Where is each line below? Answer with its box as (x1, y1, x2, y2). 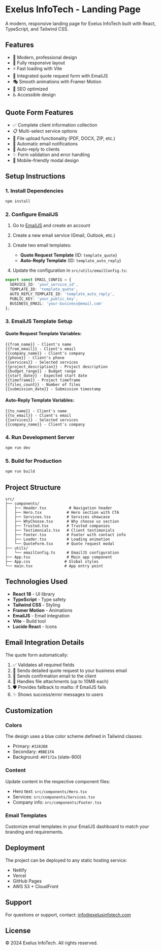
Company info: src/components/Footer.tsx (12, 799, 102, 805)
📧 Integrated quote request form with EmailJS (12, 72, 108, 79)
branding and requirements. (5, 829, 63, 835)
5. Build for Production (5, 457, 62, 464)
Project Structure (5, 483, 61, 492)
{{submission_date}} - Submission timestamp (5, 386, 101, 391)
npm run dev (5, 445, 30, 451)
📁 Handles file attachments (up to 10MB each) (12, 678, 109, 684)
